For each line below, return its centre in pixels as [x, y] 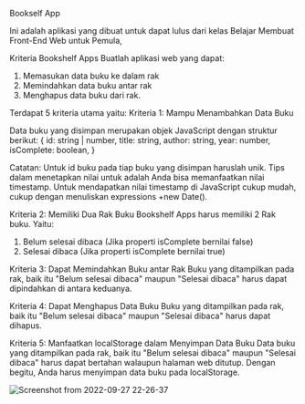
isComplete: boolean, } [53, 150]
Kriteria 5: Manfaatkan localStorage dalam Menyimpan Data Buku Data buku [152, 343]
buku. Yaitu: [32, 224]
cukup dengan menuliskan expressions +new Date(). [109, 197]
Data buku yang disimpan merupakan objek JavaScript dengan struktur [144, 130]
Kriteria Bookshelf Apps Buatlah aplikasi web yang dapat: [117, 58]
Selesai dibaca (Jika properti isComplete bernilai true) [124, 251]
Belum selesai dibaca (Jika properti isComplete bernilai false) [138, 242]
